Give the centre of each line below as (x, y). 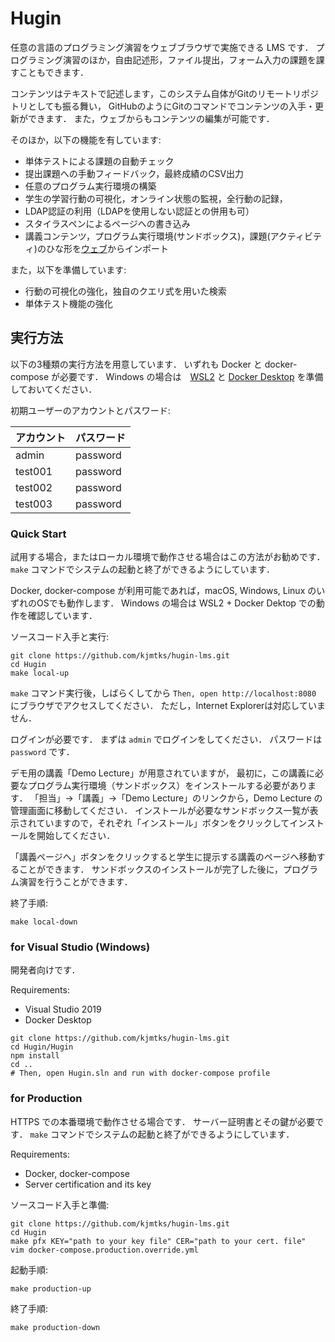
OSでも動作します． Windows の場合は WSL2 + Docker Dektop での (176, 603)
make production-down (55, 1327)
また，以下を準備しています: (68, 269)
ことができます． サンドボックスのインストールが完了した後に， (150, 869)
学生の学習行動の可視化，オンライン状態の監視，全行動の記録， (156, 198)
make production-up (51, 1288)
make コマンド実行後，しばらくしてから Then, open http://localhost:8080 (163, 693)
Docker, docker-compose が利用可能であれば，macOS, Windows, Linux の (163, 591)
